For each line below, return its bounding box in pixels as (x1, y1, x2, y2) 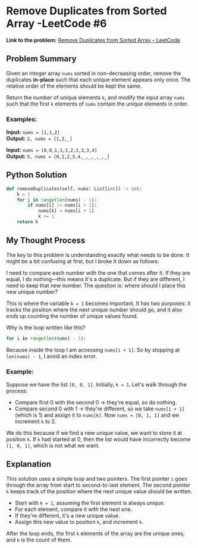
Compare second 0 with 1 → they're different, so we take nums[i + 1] (14, 405, 185, 412)
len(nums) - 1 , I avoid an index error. (6, 353, 97, 360)
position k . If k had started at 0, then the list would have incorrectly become (6, 435, 191, 443)
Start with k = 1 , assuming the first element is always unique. (14, 499, 165, 506)
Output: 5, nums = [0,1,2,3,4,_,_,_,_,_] (6, 153, 110, 160)
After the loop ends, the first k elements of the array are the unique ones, (6, 530, 185, 537)
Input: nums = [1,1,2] (6, 129, 61, 136)
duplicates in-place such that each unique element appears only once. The (6, 76, 191, 83)
